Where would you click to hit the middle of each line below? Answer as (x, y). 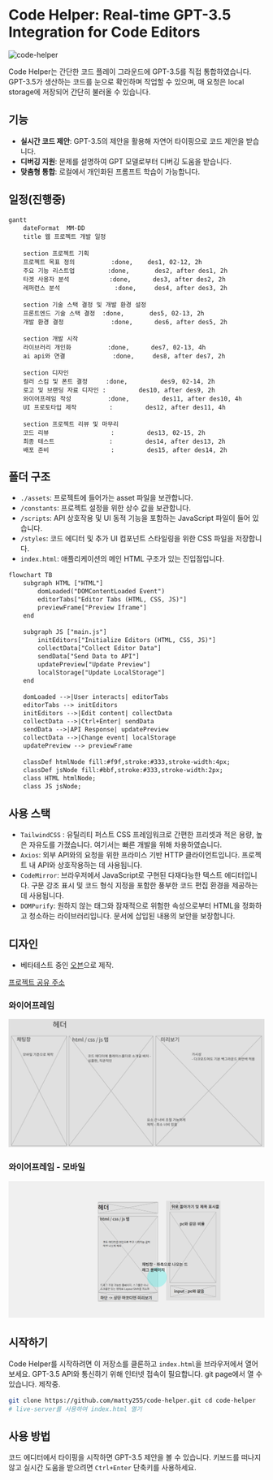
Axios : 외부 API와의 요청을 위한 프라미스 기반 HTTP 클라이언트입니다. (130, 855)
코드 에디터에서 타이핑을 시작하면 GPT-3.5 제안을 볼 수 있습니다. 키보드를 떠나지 (135, 1457)
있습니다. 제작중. (35, 1384)
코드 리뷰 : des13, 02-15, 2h (114, 432)
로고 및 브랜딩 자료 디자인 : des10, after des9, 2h (119, 390)
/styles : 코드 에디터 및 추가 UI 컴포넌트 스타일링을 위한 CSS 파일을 (127, 539)
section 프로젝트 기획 (56, 254)
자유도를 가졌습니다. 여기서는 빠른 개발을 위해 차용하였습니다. (126, 845)
